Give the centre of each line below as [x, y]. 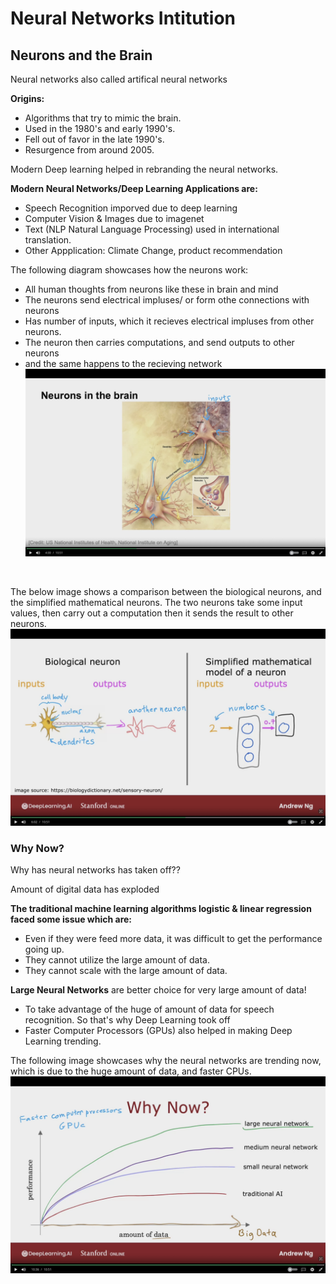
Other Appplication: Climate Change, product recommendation [153, 250]
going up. [44, 949]
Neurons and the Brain [81, 55]
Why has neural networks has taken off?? [95, 870]
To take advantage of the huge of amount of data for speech [149, 1009]
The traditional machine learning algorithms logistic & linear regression [161, 909]
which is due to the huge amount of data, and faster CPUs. [131, 1071]
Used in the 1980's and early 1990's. [100, 128]
